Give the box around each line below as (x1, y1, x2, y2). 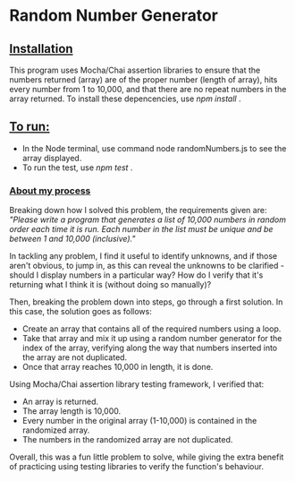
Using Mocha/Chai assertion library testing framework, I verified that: (9, 379, 265, 390)
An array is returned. (21, 396, 99, 408)
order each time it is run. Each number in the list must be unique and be (9, 224, 274, 235)
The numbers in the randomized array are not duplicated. (21, 434, 233, 445)
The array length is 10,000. (21, 406, 122, 417)
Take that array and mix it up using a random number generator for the (21, 333, 282, 344)
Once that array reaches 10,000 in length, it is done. (21, 362, 214, 373)
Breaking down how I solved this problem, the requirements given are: (9, 205, 267, 216)
